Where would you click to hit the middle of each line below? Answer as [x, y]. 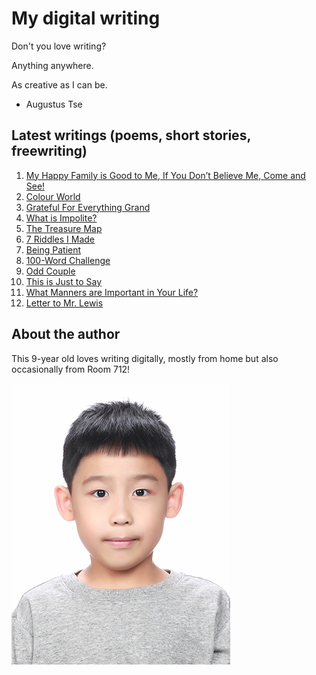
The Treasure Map [64, 228]
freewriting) [49, 151]
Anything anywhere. [52, 65]
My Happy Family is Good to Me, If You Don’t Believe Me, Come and [165, 175]
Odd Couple [50, 271]
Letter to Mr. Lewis [64, 303]
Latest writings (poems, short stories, [131, 135]
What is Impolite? [61, 218]
